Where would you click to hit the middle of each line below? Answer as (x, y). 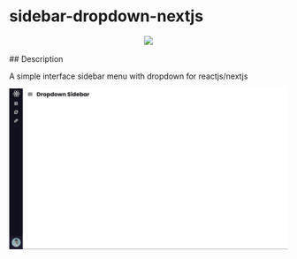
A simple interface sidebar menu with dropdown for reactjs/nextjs (129, 76)
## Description (36, 58)
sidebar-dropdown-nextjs (107, 16)
